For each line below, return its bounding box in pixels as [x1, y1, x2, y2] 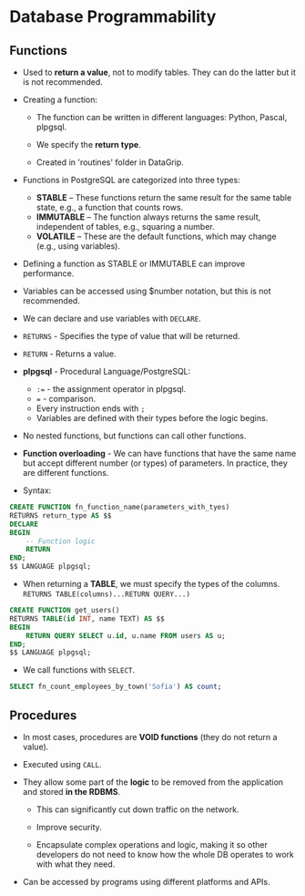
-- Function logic [25, 536, 96, 546]
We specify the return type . [36, 139, 141, 149]
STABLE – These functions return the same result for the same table [36, 192, 292, 202]
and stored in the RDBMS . [22, 786, 121, 797]
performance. [22, 268, 75, 279]
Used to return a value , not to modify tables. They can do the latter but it [22, 67, 296, 77]
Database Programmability [9, 6, 217, 27]
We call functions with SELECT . [22, 664, 136, 675]
